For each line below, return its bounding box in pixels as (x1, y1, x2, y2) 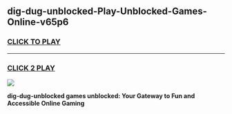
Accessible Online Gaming (7, 99, 85, 107)
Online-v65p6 (7, 17, 69, 28)
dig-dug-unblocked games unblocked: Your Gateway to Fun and (7, 91, 195, 99)
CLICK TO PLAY (7, 37, 61, 47)
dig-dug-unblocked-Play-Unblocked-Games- (7, 6, 207, 17)
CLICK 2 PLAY (7, 63, 55, 73)
